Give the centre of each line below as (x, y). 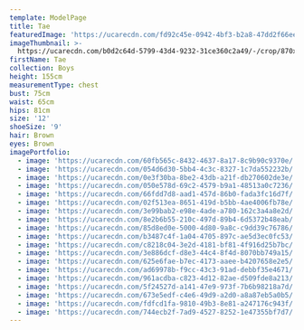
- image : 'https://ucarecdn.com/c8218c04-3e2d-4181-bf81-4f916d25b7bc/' (157, 245)
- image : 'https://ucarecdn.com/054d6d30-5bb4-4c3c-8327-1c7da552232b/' (157, 169)
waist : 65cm (32, 102)
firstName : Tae (38, 60)
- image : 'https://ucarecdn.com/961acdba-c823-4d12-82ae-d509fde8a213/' (157, 278)
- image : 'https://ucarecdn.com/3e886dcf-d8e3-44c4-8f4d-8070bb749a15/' (157, 253)
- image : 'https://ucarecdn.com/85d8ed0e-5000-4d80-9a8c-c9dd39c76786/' (157, 228)
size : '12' (30, 118)
